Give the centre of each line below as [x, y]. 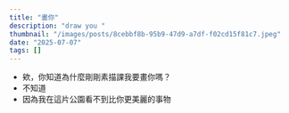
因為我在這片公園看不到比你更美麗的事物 [96, 100]
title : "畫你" [34, 17]
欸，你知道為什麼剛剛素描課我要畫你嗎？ [96, 77]
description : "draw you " [57, 26]
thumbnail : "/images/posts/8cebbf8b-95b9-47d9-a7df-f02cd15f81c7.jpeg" [145, 34]
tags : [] [25, 51]
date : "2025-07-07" [45, 42]
